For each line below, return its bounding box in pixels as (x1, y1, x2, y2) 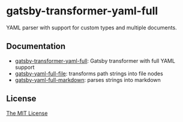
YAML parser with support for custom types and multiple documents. (6, 24, 177, 31)
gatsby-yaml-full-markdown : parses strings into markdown (14, 76, 161, 83)
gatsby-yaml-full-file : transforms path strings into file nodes (14, 70, 163, 77)
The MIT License (6, 109, 48, 117)
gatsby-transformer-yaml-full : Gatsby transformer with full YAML (14, 57, 176, 64)
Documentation (6, 41, 66, 51)
